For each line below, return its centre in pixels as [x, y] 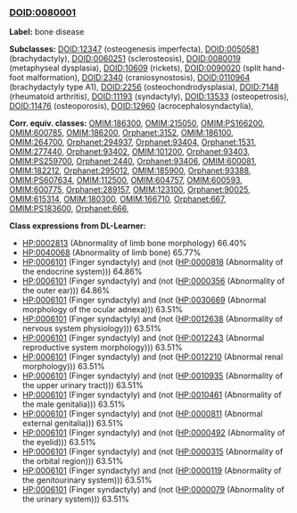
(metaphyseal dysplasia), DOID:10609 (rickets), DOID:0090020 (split [135, 68]
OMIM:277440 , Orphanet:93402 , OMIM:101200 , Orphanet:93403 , [130, 152]
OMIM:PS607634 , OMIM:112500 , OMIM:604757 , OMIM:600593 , [126, 180]
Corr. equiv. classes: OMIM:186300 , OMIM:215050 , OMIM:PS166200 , [137, 123]
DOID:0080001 [43, 12]
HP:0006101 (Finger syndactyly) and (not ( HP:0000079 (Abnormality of [153, 490]
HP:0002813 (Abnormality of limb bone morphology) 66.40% [134, 244]
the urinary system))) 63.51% [75, 499]
